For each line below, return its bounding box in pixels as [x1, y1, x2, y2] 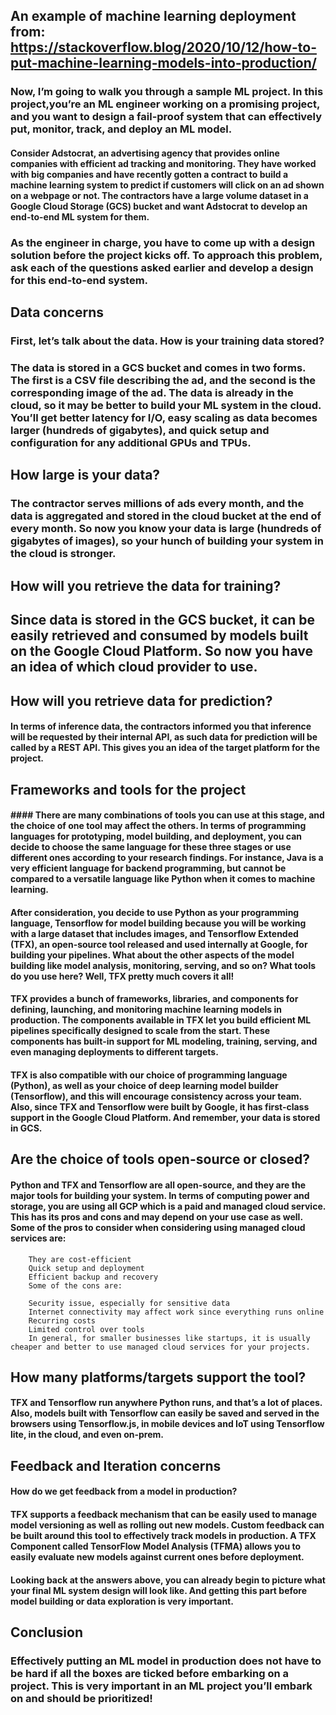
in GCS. [10, 1122, 43, 1134]
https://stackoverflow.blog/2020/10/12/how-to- [10, 39, 317, 56]
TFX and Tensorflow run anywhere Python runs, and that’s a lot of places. [10, 1397, 323, 1409]
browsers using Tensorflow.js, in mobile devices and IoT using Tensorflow [10, 1418, 325, 1430]
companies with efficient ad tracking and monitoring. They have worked [10, 157, 317, 169]
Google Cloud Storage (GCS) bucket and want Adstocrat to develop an [10, 200, 308, 212]
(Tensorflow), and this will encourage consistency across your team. [10, 1090, 302, 1102]
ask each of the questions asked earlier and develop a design [10, 260, 314, 274]
